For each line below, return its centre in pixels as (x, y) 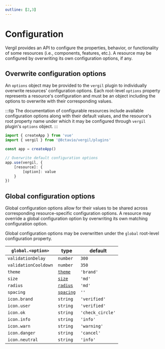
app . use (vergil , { (24, 162)
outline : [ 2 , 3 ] (21, 10)
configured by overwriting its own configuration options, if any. (69, 58)
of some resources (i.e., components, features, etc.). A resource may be (78, 53)
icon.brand (20, 299)
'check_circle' (98, 313)
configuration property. (29, 239)
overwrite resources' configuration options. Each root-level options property (83, 91)
